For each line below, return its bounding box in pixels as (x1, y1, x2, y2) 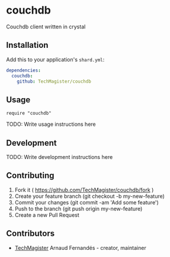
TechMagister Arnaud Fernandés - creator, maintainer (14, 244, 146, 251)
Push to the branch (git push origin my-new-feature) (14, 205, 143, 212)
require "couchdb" (6, 110, 52, 116)
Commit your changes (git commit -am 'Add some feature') (14, 199, 159, 206)
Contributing (6, 171, 54, 181)
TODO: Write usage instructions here (6, 121, 96, 128)
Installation (6, 40, 49, 50)
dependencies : (6, 67, 41, 73)
